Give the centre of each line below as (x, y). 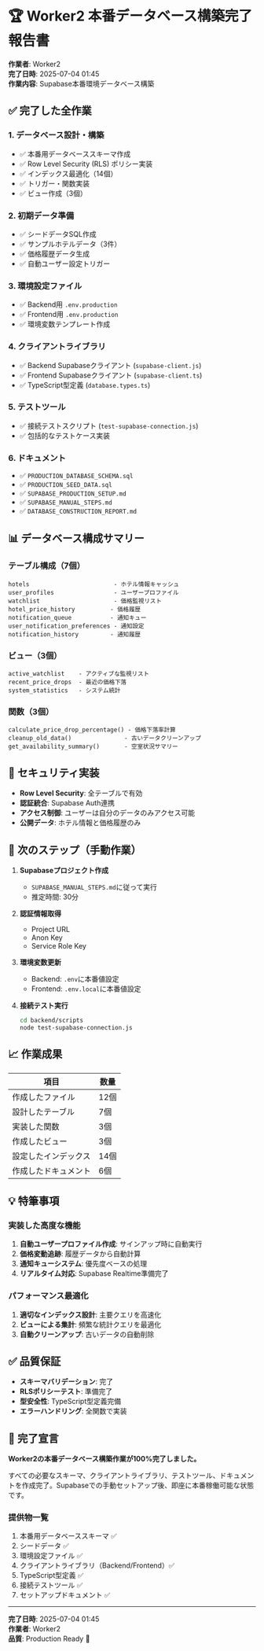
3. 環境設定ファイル (45, 286)
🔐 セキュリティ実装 (54, 773)
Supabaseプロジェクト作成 (64, 871)
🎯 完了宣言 (33, 1438)
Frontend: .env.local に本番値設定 (86, 989)
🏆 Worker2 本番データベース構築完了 (130, 16)
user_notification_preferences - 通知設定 (76, 626)
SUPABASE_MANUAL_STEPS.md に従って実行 (94, 887)
